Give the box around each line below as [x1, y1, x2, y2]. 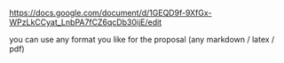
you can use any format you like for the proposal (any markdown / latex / [9, 35, 275, 44]
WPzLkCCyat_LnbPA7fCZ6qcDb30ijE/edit [9, 17, 162, 28]
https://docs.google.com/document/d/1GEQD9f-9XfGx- [9, 8, 212, 18]
